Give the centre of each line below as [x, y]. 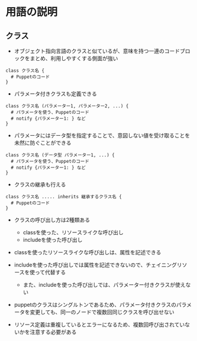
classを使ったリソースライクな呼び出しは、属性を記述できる [88, 252]
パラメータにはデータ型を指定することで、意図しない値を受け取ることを [102, 135]
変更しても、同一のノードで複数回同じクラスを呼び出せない [102, 312]
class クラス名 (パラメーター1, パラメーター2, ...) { [67, 106]
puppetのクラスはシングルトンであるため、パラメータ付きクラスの [95, 305]
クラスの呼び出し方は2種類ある [52, 220]
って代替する [50, 272]
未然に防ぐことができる [43, 143]
